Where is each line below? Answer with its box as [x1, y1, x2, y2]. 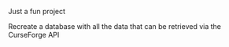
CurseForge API [8, 31, 60, 39]
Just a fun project [8, 7, 65, 16]
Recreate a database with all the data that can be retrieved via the [8, 22, 222, 31]
